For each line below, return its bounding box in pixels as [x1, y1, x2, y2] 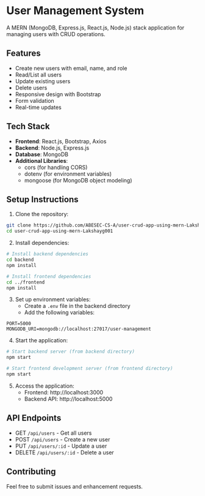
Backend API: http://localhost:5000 [24, 395, 113, 402]
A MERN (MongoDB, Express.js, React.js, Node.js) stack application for [6, 24, 185, 31]
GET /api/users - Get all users [15, 429, 92, 437]
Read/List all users [15, 71, 62, 78]
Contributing [6, 467, 56, 477]
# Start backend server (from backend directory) [6, 348, 135, 355]
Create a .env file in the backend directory [24, 302, 131, 310]
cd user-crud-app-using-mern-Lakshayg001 [6, 228, 113, 235]
